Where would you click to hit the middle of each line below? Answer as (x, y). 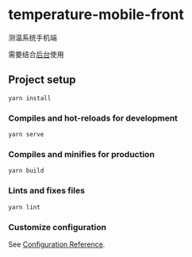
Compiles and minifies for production (81, 154)
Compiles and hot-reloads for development (93, 118)
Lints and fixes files (47, 190)
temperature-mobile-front (96, 15)
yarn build (26, 171)
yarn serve (26, 135)
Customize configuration (58, 227)
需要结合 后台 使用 (36, 54)
